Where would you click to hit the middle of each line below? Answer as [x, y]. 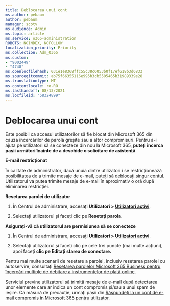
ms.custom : [17, 57]
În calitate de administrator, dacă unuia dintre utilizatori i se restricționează [84, 171]
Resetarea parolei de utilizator [38, 197]
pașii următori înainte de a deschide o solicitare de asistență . [71, 151]
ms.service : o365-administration [41, 39]
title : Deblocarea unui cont [36, 10]
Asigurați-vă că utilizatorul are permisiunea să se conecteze [71, 226]
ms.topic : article [25, 34]
